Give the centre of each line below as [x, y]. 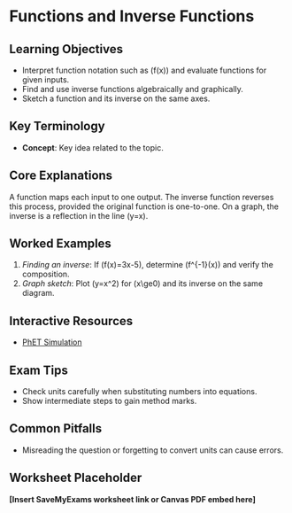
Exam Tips [38, 370]
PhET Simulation [52, 342]
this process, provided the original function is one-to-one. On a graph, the [144, 206]
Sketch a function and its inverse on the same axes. [116, 98]
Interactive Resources [71, 321]
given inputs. [46, 80]
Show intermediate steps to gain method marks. [109, 401]
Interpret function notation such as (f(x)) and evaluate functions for [144, 70]
